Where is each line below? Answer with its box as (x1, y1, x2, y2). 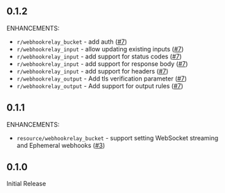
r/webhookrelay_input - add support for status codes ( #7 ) (16, 52, 182, 60)
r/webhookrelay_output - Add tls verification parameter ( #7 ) (16, 74, 187, 83)
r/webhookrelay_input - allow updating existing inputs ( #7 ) (16, 44, 184, 53)
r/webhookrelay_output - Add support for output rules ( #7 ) (16, 81, 183, 90)
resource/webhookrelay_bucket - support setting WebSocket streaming (16, 133, 219, 142)
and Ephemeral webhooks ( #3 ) (16, 141, 106, 149)
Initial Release (6, 180, 47, 188)
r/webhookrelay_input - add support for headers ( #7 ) (16, 67, 169, 75)
